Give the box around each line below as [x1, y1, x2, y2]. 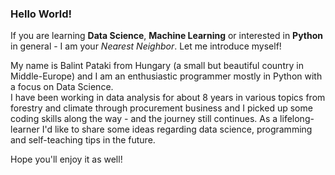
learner [10, 123, 40, 136]
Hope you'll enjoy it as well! [10, 153, 123, 166]
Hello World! [10, 7, 73, 21]
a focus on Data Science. [10, 81, 114, 93]
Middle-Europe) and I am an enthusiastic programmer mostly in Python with [10, 70, 323, 82]
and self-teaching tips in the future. [10, 134, 156, 146]
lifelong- [279, 113, 315, 125]
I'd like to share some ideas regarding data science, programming [41, 123, 313, 136]
